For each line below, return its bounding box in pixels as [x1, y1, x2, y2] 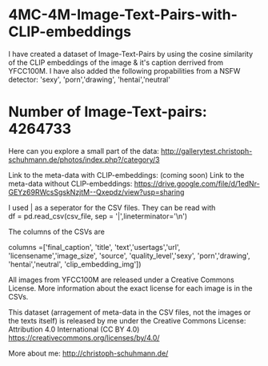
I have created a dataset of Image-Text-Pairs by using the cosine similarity [8, 49, 254, 58]
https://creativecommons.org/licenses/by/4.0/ [8, 332, 160, 342]
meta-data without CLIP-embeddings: [8, 179, 133, 188]
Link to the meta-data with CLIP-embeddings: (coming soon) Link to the [8, 170, 245, 179]
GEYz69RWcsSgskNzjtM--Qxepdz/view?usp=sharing [8, 187, 185, 197]
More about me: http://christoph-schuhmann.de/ [8, 348, 169, 358]
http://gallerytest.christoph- [161, 146, 253, 155]
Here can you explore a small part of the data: [8, 146, 160, 155]
